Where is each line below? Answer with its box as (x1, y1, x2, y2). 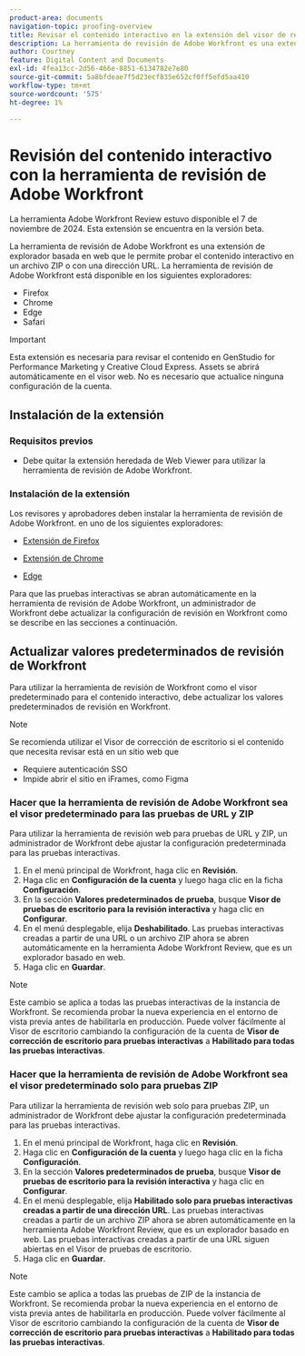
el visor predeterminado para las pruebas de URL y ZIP (9, 808, 254, 820)
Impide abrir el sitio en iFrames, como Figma (22, 774, 189, 785)
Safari (22, 316, 45, 327)
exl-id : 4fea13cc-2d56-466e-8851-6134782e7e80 (9, 65, 189, 74)
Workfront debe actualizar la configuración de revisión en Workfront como (9, 608, 288, 618)
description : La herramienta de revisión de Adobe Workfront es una (9, 38, 274, 48)
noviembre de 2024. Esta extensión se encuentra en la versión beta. (9, 224, 265, 235)
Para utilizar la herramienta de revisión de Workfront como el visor (9, 682, 258, 693)
